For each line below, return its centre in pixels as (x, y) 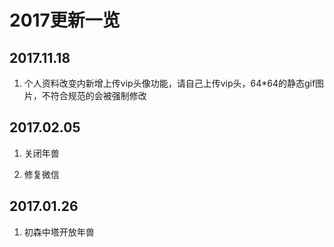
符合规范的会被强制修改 (98, 95)
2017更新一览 (65, 20)
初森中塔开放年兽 (59, 232)
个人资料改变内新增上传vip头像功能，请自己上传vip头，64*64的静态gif (169, 83)
